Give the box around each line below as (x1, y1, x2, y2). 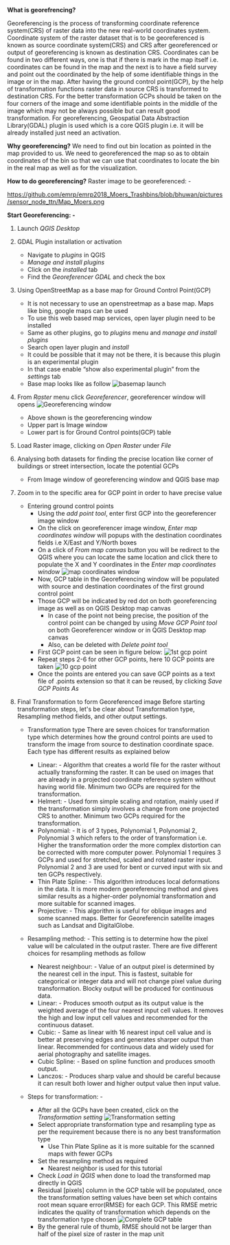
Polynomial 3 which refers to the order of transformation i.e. (37, 834, 207, 842)
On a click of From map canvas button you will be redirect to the (37, 546, 220, 553)
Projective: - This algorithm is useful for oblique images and (37, 906, 207, 915)
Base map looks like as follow (27, 380, 111, 387)
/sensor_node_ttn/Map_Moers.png (7, 198, 105, 205)
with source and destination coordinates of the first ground (37, 582, 205, 590)
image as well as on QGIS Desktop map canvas (37, 604, 171, 612)
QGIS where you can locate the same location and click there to (37, 553, 218, 561)
